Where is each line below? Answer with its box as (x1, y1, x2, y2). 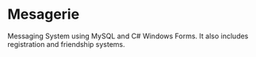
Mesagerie (7, 5, 80, 23)
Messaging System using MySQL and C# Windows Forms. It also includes (7, 31, 249, 41)
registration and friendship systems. (7, 39, 125, 48)
